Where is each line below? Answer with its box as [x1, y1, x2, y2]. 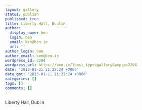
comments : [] [5, 85, 32, 91]
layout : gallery [5, 7, 39, 12]
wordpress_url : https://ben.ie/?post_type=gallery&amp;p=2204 [5, 62, 137, 67]
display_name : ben [9, 30, 48, 35]
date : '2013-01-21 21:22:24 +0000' [5, 67, 79, 72]
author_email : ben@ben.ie [5, 53, 59, 58]
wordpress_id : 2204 [5, 58, 46, 63]
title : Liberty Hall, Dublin [5, 21, 66, 26]
